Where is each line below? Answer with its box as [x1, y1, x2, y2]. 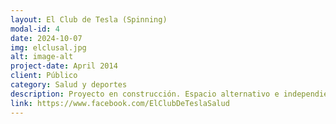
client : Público [10, 71, 78, 81]
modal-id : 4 [10, 24, 60, 34]
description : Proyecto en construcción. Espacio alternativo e [10, 89, 280, 99]
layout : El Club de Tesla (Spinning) [10, 14, 168, 25]
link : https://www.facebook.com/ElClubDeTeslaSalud [10, 98, 230, 108]
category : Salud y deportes [10, 80, 128, 90]
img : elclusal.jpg [10, 42, 87, 53]
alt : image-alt [10, 52, 74, 62]
